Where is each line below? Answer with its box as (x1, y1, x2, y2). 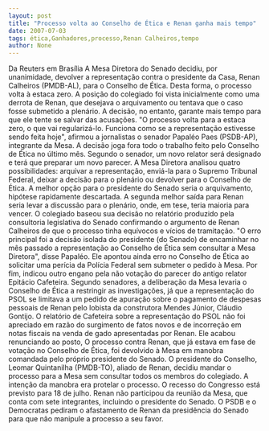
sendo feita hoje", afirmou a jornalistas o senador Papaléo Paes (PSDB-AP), (8, 132, 259, 142)
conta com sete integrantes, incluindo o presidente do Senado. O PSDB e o (8, 397, 257, 407)
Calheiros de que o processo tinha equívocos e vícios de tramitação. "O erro (8, 226, 262, 236)
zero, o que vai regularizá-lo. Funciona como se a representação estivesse (8, 124, 255, 133)
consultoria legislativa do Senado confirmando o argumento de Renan (8, 218, 239, 228)
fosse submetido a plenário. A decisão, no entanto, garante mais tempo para (8, 106, 262, 117)
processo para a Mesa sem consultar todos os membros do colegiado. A (8, 371, 249, 381)
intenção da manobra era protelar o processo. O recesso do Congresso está (8, 380, 261, 390)
